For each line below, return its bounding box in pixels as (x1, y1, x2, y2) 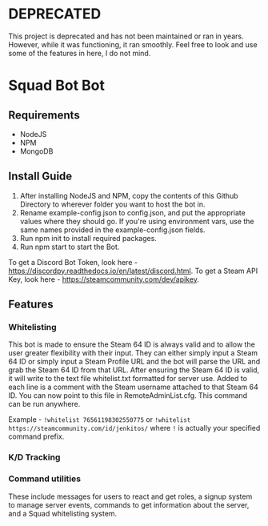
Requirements (8, 108, 80, 122)
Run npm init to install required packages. (19, 233, 158, 243)
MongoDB (19, 146, 54, 156)
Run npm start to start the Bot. (19, 242, 120, 251)
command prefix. (8, 432, 65, 441)
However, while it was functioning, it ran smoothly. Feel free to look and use (8, 39, 258, 49)
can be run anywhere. (8, 400, 81, 409)
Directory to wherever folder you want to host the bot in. (19, 199, 206, 209)
